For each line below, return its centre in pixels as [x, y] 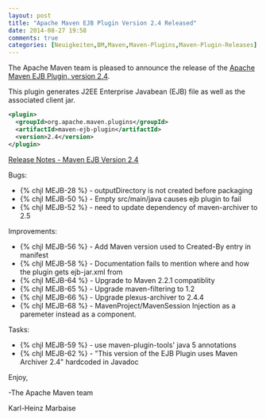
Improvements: [33, 231]
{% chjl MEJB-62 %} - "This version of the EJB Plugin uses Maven [129, 353]
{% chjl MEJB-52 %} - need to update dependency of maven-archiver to [139, 207]
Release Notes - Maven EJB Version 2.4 [73, 159]
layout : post [30, 16]
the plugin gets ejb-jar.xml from [71, 272]
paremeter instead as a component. [78, 314]
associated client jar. [42, 100]
